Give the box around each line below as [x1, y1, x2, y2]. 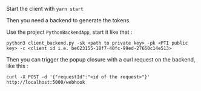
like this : [6, 63, 28, 69]
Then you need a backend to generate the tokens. [6, 17, 131, 24]
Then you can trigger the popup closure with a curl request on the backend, [6, 56, 196, 63]
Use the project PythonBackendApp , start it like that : [6, 28, 133, 36]
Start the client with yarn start [6, 5, 84, 12]
